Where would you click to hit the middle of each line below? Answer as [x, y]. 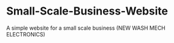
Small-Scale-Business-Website [87, 11]
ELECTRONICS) [26, 34]
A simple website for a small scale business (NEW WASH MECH [86, 28]
